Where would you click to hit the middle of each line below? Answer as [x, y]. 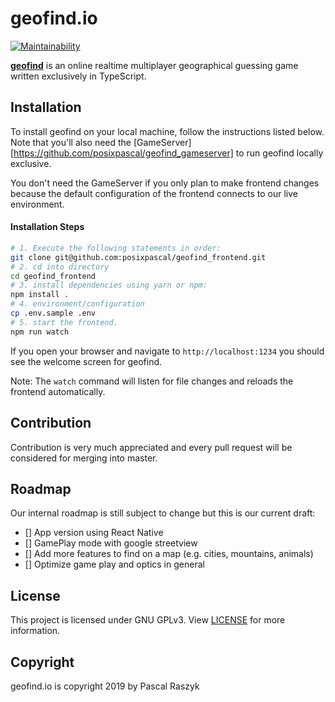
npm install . [40, 295]
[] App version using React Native [94, 533]
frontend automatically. [58, 391]
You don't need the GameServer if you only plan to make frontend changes [165, 183]
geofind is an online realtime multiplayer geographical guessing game [154, 65]
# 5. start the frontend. [64, 322]
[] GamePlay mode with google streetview [111, 543]
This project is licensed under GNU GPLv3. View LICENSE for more [148, 620]
